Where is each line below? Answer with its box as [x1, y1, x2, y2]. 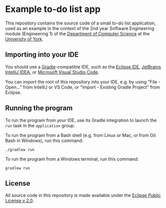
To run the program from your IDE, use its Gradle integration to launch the [5, 117, 157, 123]
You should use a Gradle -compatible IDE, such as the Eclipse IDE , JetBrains [5, 63, 161, 69]
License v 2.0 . [5, 197, 34, 203]
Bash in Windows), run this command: [5, 137, 83, 143]
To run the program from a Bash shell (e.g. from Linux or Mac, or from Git [5, 132, 156, 138]
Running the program [5, 104, 73, 112]
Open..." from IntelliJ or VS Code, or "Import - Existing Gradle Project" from [5, 84, 160, 90]
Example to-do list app [5, 3, 101, 15]
